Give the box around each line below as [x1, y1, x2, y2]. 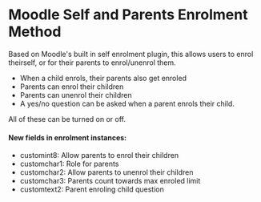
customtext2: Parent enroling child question [19, 184, 164, 194]
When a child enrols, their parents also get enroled [19, 73, 187, 83]
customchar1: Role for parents [19, 159, 119, 169]
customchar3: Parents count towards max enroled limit [19, 176, 201, 186]
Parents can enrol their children [19, 82, 124, 91]
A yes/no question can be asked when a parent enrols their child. [19, 99, 235, 108]
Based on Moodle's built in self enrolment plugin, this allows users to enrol [8, 49, 254, 59]
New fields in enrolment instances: [8, 132, 127, 142]
